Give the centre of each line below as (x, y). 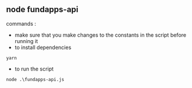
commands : (21, 23)
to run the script (34, 69)
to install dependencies (43, 47)
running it (26, 41)
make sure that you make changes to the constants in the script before (100, 35)
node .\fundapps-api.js (35, 79)
